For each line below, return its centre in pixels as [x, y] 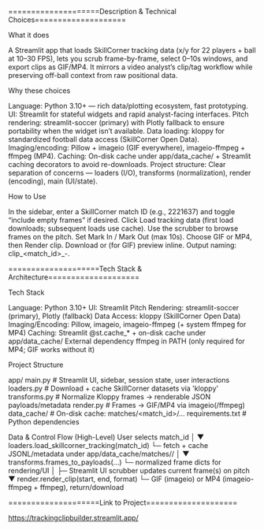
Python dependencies [44, 422]
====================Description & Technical [93, 11]
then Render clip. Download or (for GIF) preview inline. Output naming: [123, 245]
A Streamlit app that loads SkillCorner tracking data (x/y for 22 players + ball [132, 50]
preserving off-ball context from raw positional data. [93, 75]
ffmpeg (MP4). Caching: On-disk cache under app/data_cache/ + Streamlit [130, 156]
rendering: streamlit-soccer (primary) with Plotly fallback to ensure [117, 122]
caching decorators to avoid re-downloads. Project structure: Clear [117, 164]
